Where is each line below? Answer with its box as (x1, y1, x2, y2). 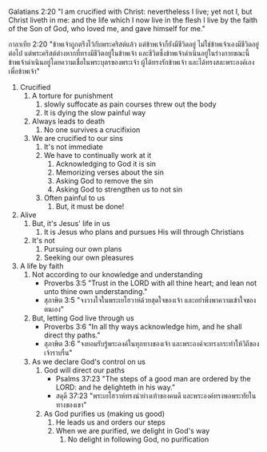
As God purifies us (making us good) (43, 409, 165, 418)
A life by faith (19, 261, 64, 271)
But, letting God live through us (31, 313, 134, 323)
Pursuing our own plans (43, 244, 122, 253)
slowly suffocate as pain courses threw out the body (43, 99, 217, 109)
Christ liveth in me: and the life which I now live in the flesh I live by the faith (8, 15, 258, 25)
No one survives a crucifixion (43, 125, 141, 135)
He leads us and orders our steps (55, 418, 165, 427)
